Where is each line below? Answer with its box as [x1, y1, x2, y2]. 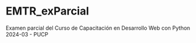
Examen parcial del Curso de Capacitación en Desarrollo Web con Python [5, 24, 191, 31]
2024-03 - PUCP [5, 30, 49, 38]
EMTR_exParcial [5, 4, 89, 18]
